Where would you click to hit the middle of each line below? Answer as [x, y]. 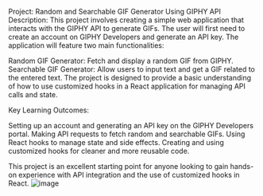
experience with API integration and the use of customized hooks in [129, 175]
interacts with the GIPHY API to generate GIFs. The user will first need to [127, 28]
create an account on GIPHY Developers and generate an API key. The [124, 37]
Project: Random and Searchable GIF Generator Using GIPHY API [114, 12]
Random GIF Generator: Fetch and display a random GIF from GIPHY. [121, 61]
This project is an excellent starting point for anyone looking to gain [118, 166]
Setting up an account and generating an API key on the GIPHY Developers [131, 125]
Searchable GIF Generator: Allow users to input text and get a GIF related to [132, 69]
